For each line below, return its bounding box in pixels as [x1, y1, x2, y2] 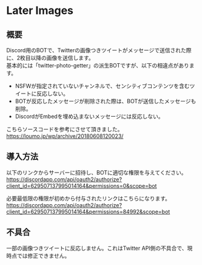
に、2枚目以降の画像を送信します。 [6, 54, 94, 61]
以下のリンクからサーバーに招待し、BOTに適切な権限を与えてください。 [6, 168, 187, 176]
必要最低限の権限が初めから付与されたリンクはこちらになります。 [6, 194, 171, 202]
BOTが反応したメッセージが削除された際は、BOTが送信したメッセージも [15, 98, 197, 105]
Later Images [6, 4, 74, 18]
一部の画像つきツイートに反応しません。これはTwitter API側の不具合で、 [6, 244, 187, 252]
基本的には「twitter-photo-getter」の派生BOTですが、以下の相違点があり [6, 62, 189, 69]
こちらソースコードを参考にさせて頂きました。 [6, 126, 123, 132]
